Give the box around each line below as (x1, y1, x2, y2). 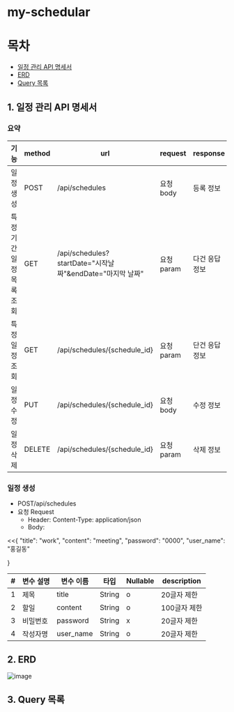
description (162, 576, 201, 586)
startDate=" (56, 258, 95, 268)
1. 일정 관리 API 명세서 (7, 101, 97, 113)
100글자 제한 (161, 603, 203, 613)
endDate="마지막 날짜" (70, 268, 144, 278)
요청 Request (17, 508, 54, 516)
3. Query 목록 (7, 694, 65, 706)
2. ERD (7, 653, 37, 665)
